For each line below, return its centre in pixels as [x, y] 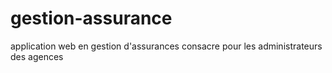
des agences [37, 56]
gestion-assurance [91, 18]
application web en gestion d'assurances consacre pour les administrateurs [166, 46]
